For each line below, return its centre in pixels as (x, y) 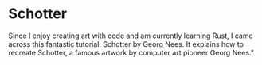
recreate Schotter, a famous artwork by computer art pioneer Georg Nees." (131, 52)
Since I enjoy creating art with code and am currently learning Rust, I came (131, 36)
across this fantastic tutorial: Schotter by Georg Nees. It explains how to (126, 44)
